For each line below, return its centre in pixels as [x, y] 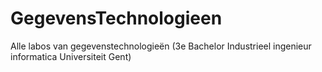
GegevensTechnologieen [116, 18]
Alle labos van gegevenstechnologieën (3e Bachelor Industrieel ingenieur [161, 46]
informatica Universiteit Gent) [71, 56]
